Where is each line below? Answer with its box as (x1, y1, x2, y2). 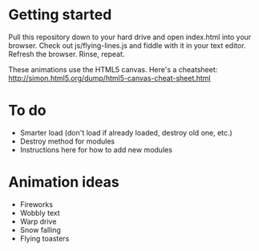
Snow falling (19, 225, 62, 234)
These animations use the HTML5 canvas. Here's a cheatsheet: (8, 64, 218, 74)
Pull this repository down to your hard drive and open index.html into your (8, 32, 252, 42)
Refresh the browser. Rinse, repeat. (8, 49, 125, 59)
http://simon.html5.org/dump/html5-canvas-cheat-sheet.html (8, 73, 211, 83)
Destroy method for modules (19, 136, 115, 146)
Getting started (8, 6, 112, 24)
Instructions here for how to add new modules (19, 144, 172, 154)
